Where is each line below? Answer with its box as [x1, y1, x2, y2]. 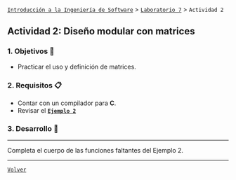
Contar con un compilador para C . [17, 99, 117, 107]
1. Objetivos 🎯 [7, 46, 55, 56]
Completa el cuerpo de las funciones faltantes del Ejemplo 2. [7, 146, 184, 155]
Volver [7, 167, 27, 174]
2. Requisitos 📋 [7, 80, 63, 90]
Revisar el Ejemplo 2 [17, 106, 77, 114]
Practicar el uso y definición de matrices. [17, 62, 137, 71]
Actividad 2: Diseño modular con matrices [7, 25, 195, 37]
